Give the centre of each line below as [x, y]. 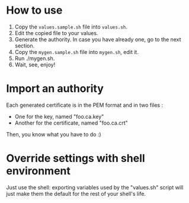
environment [39, 171]
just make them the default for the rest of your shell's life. [76, 194]
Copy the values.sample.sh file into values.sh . [71, 27]
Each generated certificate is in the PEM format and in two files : [85, 105]
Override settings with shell [76, 158]
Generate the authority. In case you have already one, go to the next [98, 39]
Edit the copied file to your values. [56, 33]
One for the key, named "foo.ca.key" [59, 116]
